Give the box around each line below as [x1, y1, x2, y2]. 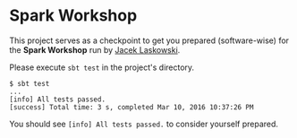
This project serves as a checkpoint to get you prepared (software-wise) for [9, 35, 289, 46]
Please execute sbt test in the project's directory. [9, 62, 195, 73]
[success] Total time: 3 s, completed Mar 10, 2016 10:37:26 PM [9, 102, 254, 112]
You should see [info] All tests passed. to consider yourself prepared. [9, 118, 279, 129]
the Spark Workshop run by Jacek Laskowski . [9, 44, 181, 55]
